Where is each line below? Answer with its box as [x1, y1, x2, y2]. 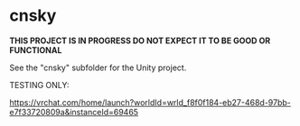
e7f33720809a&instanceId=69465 [9, 106, 138, 117]
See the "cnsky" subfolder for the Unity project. [9, 62, 187, 73]
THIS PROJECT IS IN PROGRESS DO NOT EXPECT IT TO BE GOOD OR [9, 35, 271, 46]
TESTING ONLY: [9, 79, 70, 90]
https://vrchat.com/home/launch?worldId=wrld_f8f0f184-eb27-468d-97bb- [9, 96, 292, 108]
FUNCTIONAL [9, 44, 62, 55]
